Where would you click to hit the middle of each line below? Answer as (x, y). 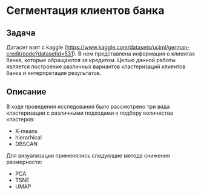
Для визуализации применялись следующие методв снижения (88, 155)
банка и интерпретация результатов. (54, 73)
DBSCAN (26, 144)
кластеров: (21, 119)
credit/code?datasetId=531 (40, 54)
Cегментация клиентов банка (85, 11)
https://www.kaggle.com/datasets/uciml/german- (128, 47)
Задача (21, 33)
